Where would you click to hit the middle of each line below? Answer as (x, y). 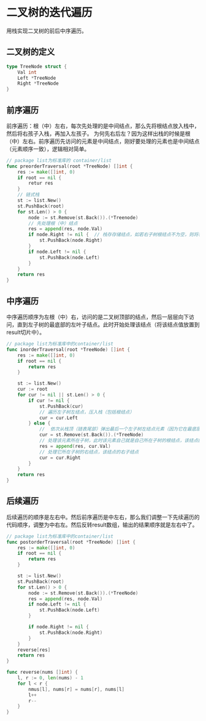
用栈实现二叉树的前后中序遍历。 (47, 31)
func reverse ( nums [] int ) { (42, 673)
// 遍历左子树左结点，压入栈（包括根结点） (87, 412)
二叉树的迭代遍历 (50, 13)
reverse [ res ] (34, 650)
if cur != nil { (49, 400)
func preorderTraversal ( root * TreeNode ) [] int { (70, 166)
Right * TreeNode (38, 83)
